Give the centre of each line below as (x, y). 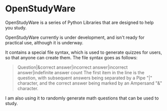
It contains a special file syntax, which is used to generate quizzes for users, (83, 52)
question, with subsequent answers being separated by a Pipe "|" (85, 78)
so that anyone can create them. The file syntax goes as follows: (72, 57)
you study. (16, 27)
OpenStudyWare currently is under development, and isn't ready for (75, 37)
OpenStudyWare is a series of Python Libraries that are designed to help (80, 22)
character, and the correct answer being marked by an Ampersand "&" (90, 83)
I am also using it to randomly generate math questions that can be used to (82, 98)
